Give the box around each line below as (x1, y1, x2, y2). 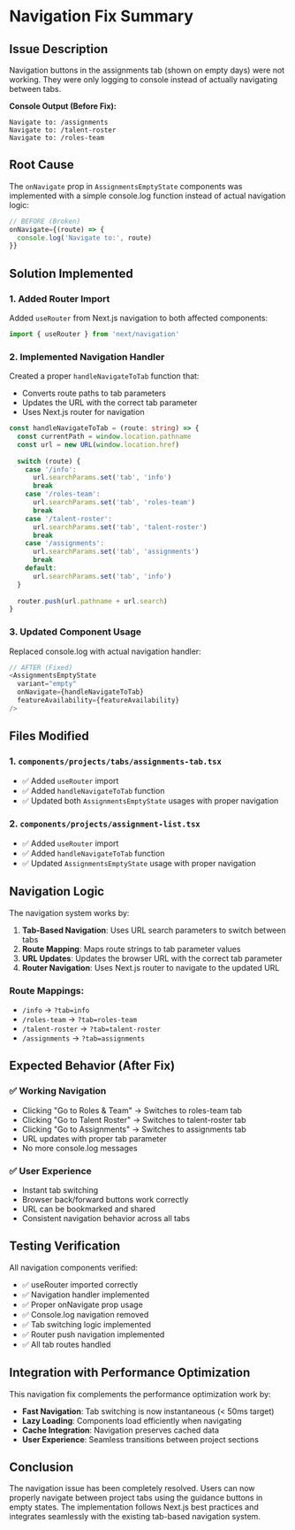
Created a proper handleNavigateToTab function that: (9, 371, 200, 381)
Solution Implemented (9, 265, 134, 281)
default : (25, 564, 57, 573)
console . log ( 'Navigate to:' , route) (17, 233, 152, 242)
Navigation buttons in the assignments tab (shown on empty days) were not (9, 65, 285, 75)
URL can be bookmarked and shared (21, 1203, 156, 1214)
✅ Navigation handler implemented (21, 1289, 150, 1300)
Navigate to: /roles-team (9, 134, 104, 142)
